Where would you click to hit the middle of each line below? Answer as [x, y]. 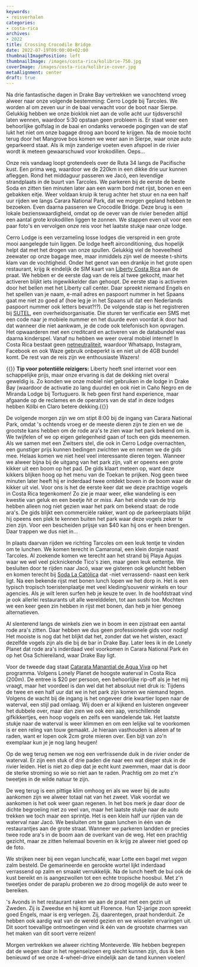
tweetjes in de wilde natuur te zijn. [48, 779]
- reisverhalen [25, 17]
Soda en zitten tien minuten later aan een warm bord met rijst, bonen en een [99, 188]
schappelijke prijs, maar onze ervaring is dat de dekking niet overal [88, 375]
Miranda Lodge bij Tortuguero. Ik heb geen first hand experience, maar [92, 394]
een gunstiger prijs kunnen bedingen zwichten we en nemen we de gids [94, 450]
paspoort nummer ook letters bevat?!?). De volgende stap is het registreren [98, 307]
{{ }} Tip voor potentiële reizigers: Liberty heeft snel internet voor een [91, 369]
